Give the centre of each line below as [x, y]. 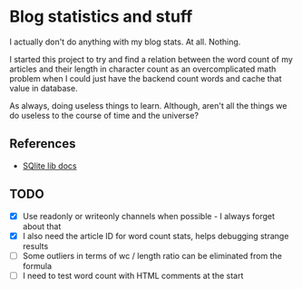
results [35, 246]
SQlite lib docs [49, 166]
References [43, 144]
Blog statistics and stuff [101, 17]
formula [37, 265]
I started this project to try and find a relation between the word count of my [151, 59]
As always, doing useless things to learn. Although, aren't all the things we [148, 105]
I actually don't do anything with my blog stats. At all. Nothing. [125, 42]
